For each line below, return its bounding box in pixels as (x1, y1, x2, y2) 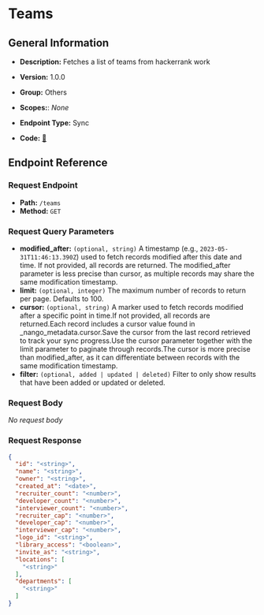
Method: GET (19, 206, 61, 215)
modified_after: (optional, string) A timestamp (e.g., (19, 244, 199, 253)
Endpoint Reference (8, 156, 108, 170)
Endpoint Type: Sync (19, 118, 90, 127)
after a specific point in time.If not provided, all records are (19, 311, 210, 320)
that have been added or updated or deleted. (19, 378, 165, 387)
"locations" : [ (15, 555, 65, 564)
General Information (8, 36, 110, 50)
